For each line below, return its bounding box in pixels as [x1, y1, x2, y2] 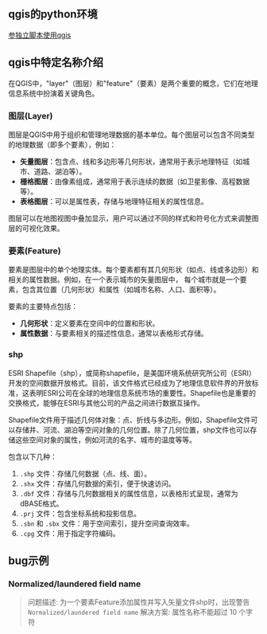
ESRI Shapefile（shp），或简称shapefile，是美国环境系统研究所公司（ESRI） [8, 368, 256, 378]
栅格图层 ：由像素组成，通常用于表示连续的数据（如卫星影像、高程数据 [19, 176, 250, 186]
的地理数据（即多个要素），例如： [8, 139, 117, 149]
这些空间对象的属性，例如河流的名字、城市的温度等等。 [14, 435, 196, 444]
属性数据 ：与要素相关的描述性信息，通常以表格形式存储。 [19, 329, 208, 339]
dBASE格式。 [19, 499, 64, 508]
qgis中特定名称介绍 [8, 56, 103, 69]
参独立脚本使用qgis [8, 30, 72, 40]
